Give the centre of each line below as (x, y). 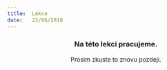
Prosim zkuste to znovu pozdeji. (116, 59)
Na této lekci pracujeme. (116, 44)
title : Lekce (28, 14)
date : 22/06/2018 (35, 20)
